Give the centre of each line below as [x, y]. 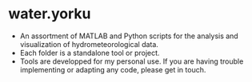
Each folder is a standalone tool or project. [90, 53]
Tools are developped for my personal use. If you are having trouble [132, 61]
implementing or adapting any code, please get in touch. [113, 69]
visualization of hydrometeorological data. [89, 44]
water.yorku [50, 14]
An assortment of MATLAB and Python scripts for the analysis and [129, 36]
